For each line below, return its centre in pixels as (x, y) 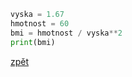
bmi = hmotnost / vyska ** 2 (66, 33)
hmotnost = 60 (40, 23)
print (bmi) (33, 42)
